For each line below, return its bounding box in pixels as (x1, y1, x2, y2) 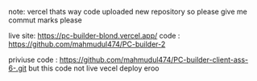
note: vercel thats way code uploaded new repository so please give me (8, 7, 247, 16)
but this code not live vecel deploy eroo (27, 63, 160, 73)
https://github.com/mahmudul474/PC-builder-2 (8, 39, 166, 49)
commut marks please (8, 15, 83, 25)
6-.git (8, 63, 27, 73)
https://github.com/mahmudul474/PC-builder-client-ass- (59, 55, 248, 64)
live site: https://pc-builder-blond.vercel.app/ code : (8, 31, 180, 40)
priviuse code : (8, 55, 58, 64)
